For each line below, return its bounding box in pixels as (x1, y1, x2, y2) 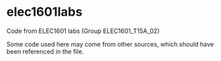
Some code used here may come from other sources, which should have (6, 40, 214, 48)
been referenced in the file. (6, 47, 85, 56)
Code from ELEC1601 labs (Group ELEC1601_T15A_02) (6, 27, 160, 35)
